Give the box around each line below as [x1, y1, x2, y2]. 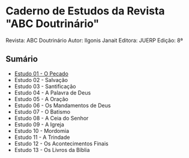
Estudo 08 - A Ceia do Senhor [14, 114, 89, 121]
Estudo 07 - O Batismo [14, 108, 70, 115]
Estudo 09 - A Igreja [14, 121, 64, 128]
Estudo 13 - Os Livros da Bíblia [14, 146, 91, 153]
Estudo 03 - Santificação [14, 83, 76, 90]
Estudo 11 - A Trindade [14, 133, 70, 141]
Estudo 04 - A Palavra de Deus [14, 89, 91, 96]
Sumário [5, 54, 38, 64]
